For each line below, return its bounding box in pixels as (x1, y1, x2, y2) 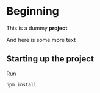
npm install (6, 81, 37, 88)
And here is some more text (6, 36, 76, 43)
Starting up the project (6, 53, 95, 64)
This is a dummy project (6, 24, 68, 32)
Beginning (6, 4, 60, 18)
